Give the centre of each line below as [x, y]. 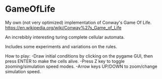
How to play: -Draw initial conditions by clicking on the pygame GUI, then [79, 56]
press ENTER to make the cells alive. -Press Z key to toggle [65, 61]
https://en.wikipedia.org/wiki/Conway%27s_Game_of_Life [63, 27]
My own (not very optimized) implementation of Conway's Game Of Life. [78, 22]
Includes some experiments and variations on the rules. [61, 46]
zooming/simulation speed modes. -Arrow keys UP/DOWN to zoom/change [81, 66]
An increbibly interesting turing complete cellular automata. [65, 37]
